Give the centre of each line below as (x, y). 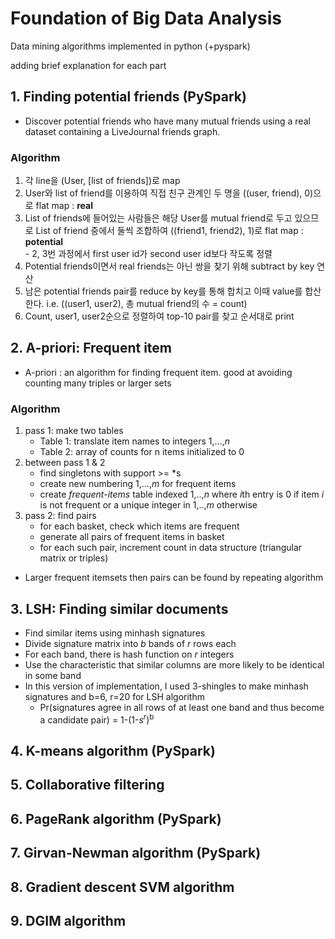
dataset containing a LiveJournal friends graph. (122, 131)
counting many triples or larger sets (98, 383)
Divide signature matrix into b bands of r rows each (130, 643)
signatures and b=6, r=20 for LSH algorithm (114, 696)
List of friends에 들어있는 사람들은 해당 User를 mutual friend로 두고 (158, 218)
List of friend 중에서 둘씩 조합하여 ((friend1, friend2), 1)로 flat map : (169, 231)
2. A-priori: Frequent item (91, 348)
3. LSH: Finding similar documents (119, 608)
